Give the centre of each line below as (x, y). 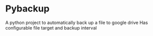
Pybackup (27, 9)
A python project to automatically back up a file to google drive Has (76, 22)
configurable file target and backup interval (51, 27)
